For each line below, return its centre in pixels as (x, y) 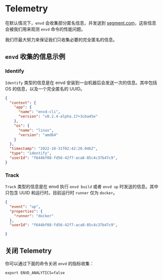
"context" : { (23, 103)
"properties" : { (26, 211)
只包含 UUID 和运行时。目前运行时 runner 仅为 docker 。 (61, 193)
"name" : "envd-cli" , (39, 112)
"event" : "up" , (25, 207)
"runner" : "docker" (34, 216)
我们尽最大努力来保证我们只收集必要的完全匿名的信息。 (61, 40)
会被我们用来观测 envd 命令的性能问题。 (45, 29)
